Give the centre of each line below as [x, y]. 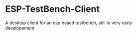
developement [20, 28]
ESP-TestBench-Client [52, 9]
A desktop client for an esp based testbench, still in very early [69, 23]
